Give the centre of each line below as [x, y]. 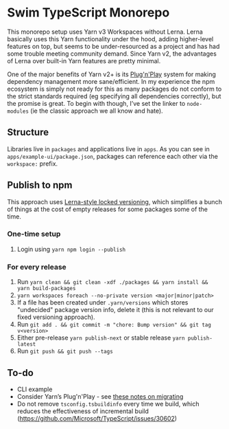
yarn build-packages [46, 289]
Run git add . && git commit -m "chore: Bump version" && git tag [114, 324]
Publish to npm [40, 185]
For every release [37, 267]
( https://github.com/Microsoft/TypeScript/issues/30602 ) [97, 418]
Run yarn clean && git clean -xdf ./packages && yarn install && [112, 282]
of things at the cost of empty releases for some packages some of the [107, 209]
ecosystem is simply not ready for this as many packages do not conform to [114, 89]
